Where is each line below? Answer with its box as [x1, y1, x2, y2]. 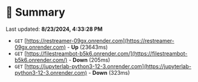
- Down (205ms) [68, 56, 110, 63]
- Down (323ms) [88, 69, 130, 76]
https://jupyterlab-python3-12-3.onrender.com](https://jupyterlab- [26, 63, 192, 70]
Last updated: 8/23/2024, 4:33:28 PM [5, 25, 103, 33]
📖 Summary [5, 5, 65, 19]
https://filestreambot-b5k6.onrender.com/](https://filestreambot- [26, 49, 188, 57]
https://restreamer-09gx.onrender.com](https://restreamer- [26, 37, 175, 44]
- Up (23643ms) [67, 43, 108, 51]
